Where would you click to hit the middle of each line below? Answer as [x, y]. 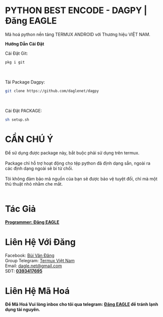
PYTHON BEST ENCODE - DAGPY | [76, 11]
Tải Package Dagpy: [25, 82]
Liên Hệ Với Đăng [40, 242]
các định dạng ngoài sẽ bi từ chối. [39, 168]
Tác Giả [20, 209]
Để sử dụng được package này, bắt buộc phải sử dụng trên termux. [72, 153]
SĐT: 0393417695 [24, 271]
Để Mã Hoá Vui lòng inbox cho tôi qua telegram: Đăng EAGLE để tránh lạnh [81, 304]
